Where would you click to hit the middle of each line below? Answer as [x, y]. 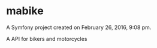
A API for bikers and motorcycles [47, 39]
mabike [25, 11]
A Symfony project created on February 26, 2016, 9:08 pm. [79, 27]
